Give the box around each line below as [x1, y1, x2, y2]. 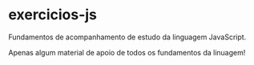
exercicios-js [8, 6, 98, 24]
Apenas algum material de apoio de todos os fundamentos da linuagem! [8, 47, 246, 57]
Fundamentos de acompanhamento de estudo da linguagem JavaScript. [8, 32, 247, 42]
